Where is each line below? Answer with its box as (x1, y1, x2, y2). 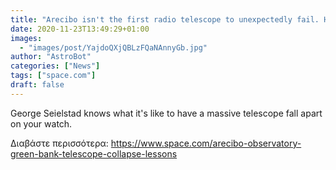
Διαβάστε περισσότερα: (10, 137, 109, 149)
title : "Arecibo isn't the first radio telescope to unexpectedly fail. (10, 14, 320, 25)
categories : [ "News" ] (10, 61, 101, 71)
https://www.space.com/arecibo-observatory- (110, 137, 302, 149)
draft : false (10, 80, 65, 90)
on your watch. (10, 117, 73, 130)
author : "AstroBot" (10, 52, 92, 62)
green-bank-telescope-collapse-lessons (10, 147, 178, 160)
